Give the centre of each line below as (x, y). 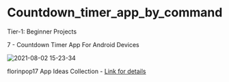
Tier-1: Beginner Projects (42, 31)
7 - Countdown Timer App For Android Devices (73, 44)
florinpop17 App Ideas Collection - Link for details (77, 71)
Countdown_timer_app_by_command (115, 13)
